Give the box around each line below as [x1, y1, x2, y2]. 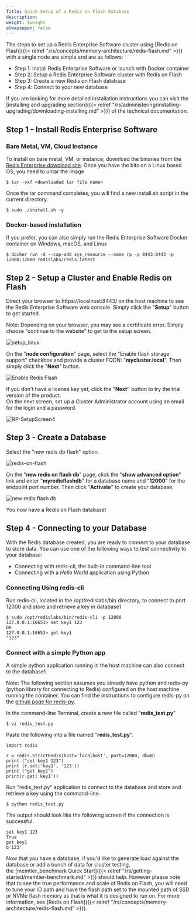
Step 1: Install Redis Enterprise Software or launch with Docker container [14, 65, 190, 72]
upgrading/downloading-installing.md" [6, 107, 99, 114]
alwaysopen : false [6, 25, 51, 31]
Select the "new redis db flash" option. [6, 448, 99, 455]
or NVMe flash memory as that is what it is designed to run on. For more [6, 892, 180, 899]
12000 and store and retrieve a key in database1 [6, 603, 122, 610]
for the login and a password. [6, 404, 77, 412]
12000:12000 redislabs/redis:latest [6, 257, 95, 263]
